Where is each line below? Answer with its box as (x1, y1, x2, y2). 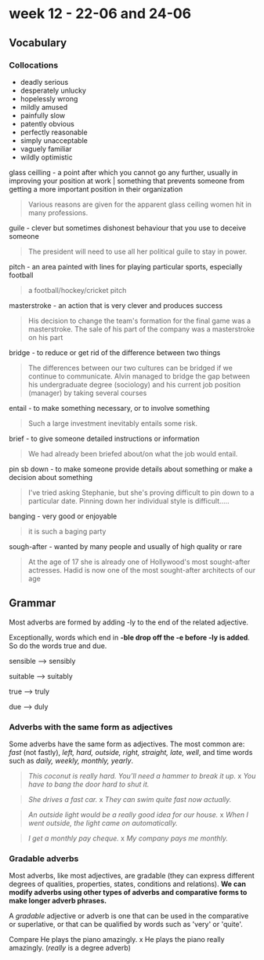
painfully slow (20, 111, 66, 120)
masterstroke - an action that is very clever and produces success (9, 300, 222, 310)
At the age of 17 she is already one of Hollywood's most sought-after (27, 557, 251, 566)
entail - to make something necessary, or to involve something (9, 403, 210, 412)
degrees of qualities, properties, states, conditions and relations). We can (9, 879, 246, 889)
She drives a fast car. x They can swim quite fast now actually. (27, 794, 232, 804)
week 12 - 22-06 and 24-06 (9, 5, 192, 23)
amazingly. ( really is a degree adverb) (9, 944, 132, 953)
